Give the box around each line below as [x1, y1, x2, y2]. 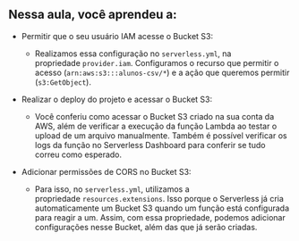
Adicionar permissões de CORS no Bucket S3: [21, 166, 192, 177]
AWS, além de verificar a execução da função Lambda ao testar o [34, 120, 278, 131]
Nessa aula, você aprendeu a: [8, 7, 177, 22]
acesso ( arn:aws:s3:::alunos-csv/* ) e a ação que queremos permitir [34, 67, 290, 78]
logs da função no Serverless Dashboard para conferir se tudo [34, 139, 266, 150]
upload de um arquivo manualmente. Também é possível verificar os [34, 129, 287, 141]
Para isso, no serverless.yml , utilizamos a [34, 183, 190, 195]
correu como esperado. [34, 149, 123, 160]
